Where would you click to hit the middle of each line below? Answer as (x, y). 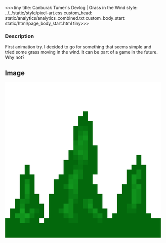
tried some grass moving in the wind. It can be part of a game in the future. (82, 52)
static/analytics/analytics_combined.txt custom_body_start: (65, 18)
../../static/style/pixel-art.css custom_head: (49, 13)
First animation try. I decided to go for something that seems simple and (78, 47)
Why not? (15, 57)
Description (20, 36)
